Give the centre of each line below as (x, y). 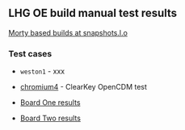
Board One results (50, 103)
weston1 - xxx (42, 71)
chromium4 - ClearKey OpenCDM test (84, 87)
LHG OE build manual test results (93, 13)
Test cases (30, 53)
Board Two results (50, 118)
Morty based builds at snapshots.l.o (68, 32)
